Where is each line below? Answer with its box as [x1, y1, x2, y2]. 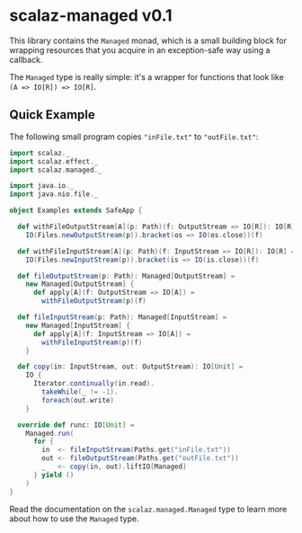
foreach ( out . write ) [41, 395, 115, 404]
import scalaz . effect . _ [9, 156, 99, 166]
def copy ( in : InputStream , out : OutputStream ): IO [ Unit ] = [17, 362, 244, 371]
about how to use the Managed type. [9, 513, 139, 524]
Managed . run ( [25, 429, 75, 438]
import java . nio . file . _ [9, 190, 99, 199]
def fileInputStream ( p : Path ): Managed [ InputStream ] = [17, 313, 227, 322]
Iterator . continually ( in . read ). [32, 379, 155, 388]
